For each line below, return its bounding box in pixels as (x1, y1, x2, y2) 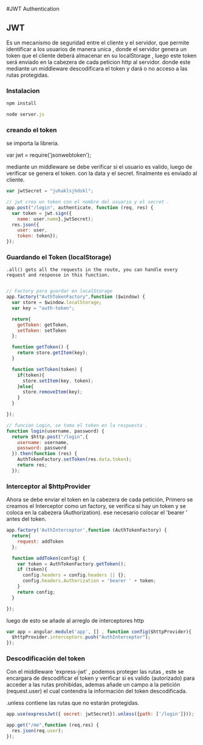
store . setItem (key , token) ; (22, 378, 94, 384)
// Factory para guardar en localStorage (6, 288, 113, 294)
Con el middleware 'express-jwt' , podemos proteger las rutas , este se (6, 668, 184, 676)
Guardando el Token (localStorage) (6, 253, 112, 261)
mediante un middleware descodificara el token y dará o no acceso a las (6, 65, 188, 72)
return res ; (17, 462, 47, 468)
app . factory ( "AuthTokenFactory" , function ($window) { (6, 294, 146, 300)
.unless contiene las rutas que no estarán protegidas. (6, 699, 140, 707)
